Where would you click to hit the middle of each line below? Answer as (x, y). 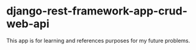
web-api (28, 24)
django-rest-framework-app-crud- (97, 11)
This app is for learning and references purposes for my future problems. (98, 40)
